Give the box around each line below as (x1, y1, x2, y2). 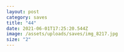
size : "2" (6, 36, 32, 42)
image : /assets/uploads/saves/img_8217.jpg (6, 31, 119, 37)
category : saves (6, 14, 47, 20)
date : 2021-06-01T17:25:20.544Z (6, 25, 88, 32)
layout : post (6, 8, 40, 15)
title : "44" (6, 20, 36, 26)
